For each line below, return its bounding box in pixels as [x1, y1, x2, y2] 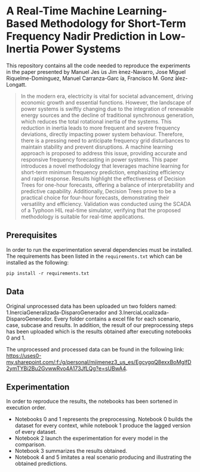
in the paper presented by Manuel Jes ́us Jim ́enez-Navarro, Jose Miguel [6, 68, 186, 75]
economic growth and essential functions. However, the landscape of [20, 98, 192, 106]
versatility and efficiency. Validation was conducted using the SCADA [20, 200, 191, 207]
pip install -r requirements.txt [6, 270, 90, 276]
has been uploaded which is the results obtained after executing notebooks [6, 328, 192, 335]
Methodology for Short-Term [40, 17, 186, 30]
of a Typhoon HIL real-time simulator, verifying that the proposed [20, 206, 181, 214]
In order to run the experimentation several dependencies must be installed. [6, 246, 193, 253]
